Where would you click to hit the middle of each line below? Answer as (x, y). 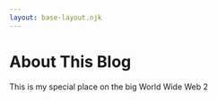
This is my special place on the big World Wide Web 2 (109, 87)
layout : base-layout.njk (56, 17)
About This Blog (70, 61)
